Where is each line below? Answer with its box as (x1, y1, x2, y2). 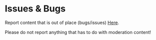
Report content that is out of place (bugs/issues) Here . (5, 19, 119, 25)
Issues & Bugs (5, 3, 66, 14)
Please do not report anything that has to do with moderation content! (5, 29, 151, 35)
